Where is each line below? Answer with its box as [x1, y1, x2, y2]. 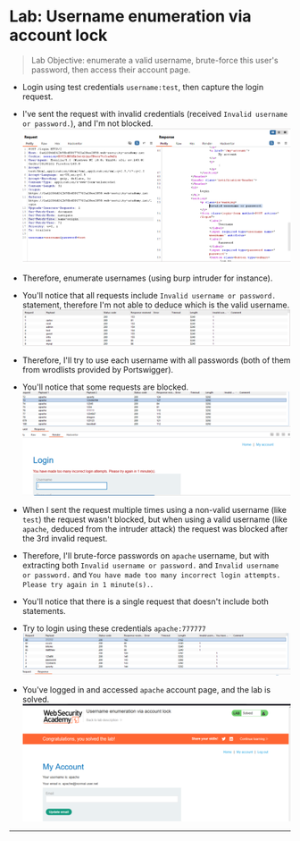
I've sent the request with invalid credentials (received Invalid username [21, 108, 288, 119]
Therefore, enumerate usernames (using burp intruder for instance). [21, 273, 273, 283]
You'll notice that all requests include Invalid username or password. [21, 290, 277, 301]
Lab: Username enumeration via [9, 6, 252, 27]
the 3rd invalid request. [21, 534, 108, 544]
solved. [21, 694, 50, 704]
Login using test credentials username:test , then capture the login [21, 81, 264, 92]
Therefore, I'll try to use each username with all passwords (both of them [21, 355, 291, 366]
